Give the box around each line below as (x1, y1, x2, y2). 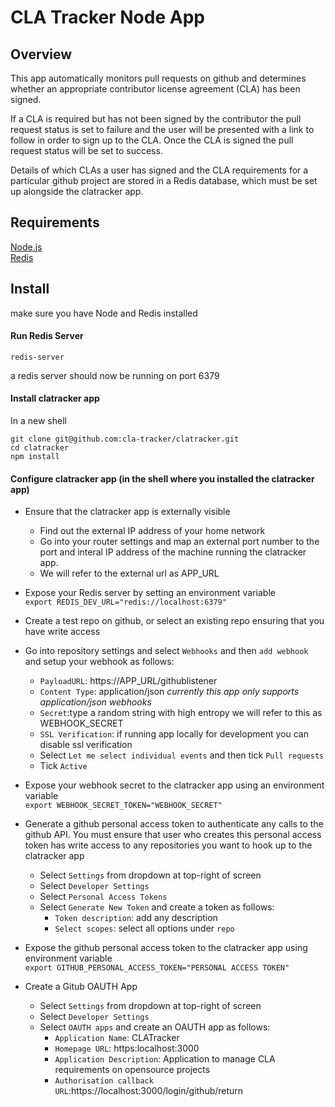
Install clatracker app (10, 392, 100, 405)
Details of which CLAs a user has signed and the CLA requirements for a (10, 164, 309, 176)
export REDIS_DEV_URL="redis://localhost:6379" (24, 597, 227, 608)
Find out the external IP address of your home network (39, 525, 266, 537)
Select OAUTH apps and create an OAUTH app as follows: (39, 1021, 271, 1033)
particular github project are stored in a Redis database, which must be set (10, 175, 318, 186)
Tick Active (39, 760, 88, 772)
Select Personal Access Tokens (39, 891, 168, 903)
